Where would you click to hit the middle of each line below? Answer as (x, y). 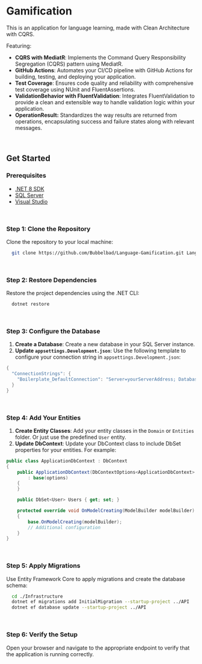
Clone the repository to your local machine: (60, 241)
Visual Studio (31, 201)
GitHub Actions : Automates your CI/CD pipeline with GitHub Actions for (104, 70)
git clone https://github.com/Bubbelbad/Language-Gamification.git (98, 253)
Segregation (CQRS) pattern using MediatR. (69, 64)
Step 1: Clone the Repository (48, 229)
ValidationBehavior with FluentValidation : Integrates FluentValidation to (105, 96)
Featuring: (19, 46)
